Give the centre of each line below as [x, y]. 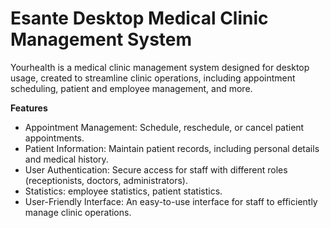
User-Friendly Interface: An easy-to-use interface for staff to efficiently [171, 201]
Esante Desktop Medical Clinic [139, 18]
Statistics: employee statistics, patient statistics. [123, 191]
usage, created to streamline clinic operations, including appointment [153, 78]
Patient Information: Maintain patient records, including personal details [172, 148]
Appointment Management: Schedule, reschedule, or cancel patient [164, 127]
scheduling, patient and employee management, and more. [131, 88]
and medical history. [66, 159]
